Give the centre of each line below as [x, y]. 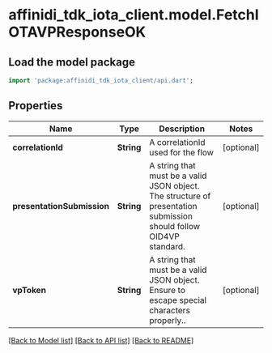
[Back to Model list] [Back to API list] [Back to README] [101, 340]
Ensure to [168, 290]
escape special [178, 300]
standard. [168, 246]
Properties [36, 106]
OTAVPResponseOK [77, 32]
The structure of [180, 196]
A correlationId [177, 142]
